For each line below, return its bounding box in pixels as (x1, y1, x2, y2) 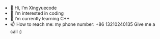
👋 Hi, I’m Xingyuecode (10, 5, 57, 11)
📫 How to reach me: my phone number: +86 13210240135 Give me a (10, 21, 155, 27)
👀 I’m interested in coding (10, 10, 64, 16)
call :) (10, 28, 22, 34)
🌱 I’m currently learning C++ (10, 16, 70, 21)
